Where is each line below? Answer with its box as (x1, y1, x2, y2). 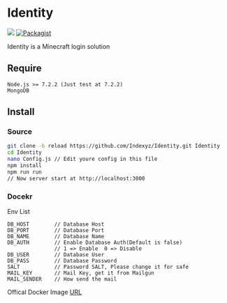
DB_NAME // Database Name (7, 233, 105, 240)
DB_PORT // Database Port (7, 226, 105, 234)
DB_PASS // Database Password (7, 257, 117, 264)
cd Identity (7, 149, 42, 156)
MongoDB (7, 87, 30, 94)
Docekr (7, 192, 33, 201)
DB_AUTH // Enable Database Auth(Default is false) (7, 239, 183, 246)
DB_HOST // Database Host (7, 221, 105, 228)
